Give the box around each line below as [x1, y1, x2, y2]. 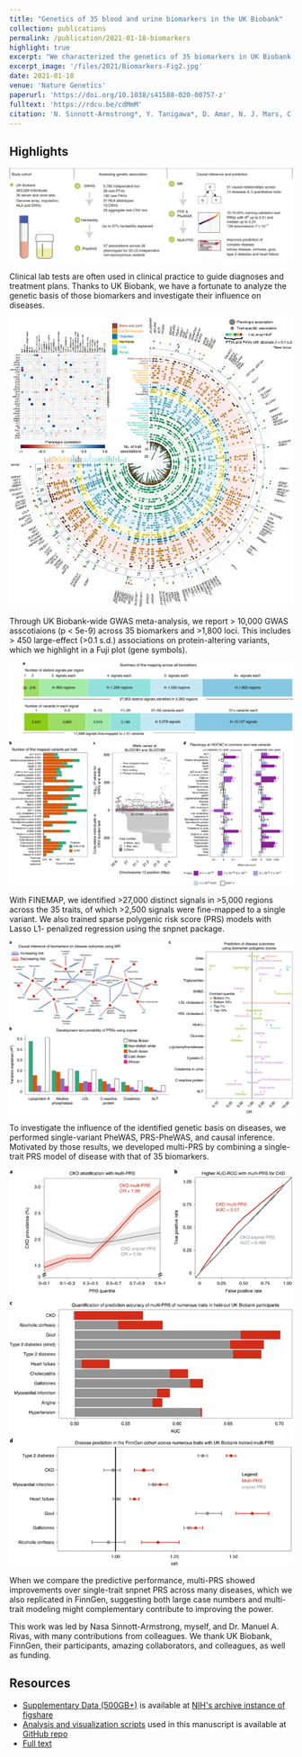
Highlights [9, 144, 69, 159]
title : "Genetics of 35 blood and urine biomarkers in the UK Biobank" [9, 14, 283, 23]
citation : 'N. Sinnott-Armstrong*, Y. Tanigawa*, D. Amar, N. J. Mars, [9, 109, 283, 119]
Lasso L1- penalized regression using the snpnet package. [9, 923, 225, 935]
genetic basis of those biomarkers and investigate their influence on [9, 291, 262, 301]
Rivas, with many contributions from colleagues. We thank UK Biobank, [9, 1630, 272, 1641]
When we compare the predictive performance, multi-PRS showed [9, 1574, 256, 1585]
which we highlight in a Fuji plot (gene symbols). [9, 644, 188, 656]
